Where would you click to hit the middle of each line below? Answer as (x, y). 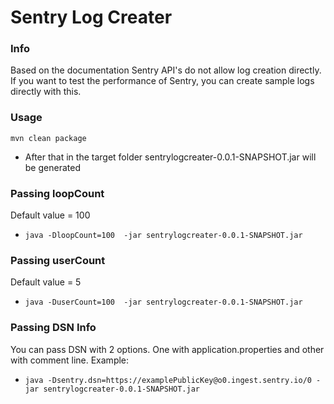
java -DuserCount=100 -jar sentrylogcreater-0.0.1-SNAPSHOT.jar (163, 302)
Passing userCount (58, 260)
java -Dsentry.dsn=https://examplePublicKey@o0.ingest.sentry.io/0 (168, 380)
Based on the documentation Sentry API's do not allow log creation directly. (166, 70)
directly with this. (46, 92)
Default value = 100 (50, 215)
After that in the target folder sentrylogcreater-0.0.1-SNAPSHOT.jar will (170, 157)
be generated (52, 167)
